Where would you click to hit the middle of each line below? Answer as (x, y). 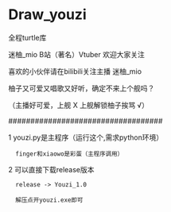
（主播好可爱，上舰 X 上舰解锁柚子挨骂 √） (79, 105)
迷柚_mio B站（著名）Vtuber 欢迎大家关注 (76, 54)
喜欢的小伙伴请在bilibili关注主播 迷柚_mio (75, 71)
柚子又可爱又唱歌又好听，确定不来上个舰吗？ (82, 88)
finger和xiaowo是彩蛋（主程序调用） (70, 154)
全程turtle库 (27, 37)
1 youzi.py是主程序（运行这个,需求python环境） (86, 137)
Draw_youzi (47, 15)
